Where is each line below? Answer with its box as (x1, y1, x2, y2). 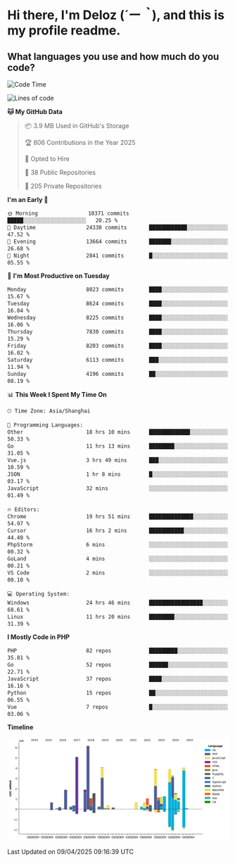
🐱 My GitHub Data (7, 108, 63, 115)
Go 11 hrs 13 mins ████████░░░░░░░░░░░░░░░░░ (7, 443, 229, 450)
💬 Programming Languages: (7, 422, 83, 429)
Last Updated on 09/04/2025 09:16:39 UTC (7, 848, 134, 856)
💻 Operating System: (7, 591, 70, 598)
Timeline (7, 723, 34, 731)
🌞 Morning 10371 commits (7, 210, 129, 217)
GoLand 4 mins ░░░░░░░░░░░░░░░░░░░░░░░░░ (7, 555, 229, 562)
